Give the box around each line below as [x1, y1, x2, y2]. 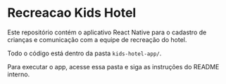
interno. [7, 70, 30, 78]
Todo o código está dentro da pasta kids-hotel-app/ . [7, 49, 162, 57]
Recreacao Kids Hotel [7, 5, 137, 21]
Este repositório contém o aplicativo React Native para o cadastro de [7, 28, 207, 36]
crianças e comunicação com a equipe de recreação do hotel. [7, 35, 187, 43]
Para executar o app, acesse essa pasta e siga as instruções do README [7, 62, 220, 71]
